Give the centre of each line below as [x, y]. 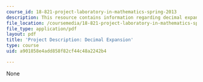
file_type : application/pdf [42, 29]
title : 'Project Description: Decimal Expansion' [70, 40]
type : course [23, 46]
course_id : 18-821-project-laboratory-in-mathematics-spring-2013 [92, 12]
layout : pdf [21, 34]
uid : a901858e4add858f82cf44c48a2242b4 [56, 51]
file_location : [25, 23]
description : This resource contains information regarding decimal [94, 17]
